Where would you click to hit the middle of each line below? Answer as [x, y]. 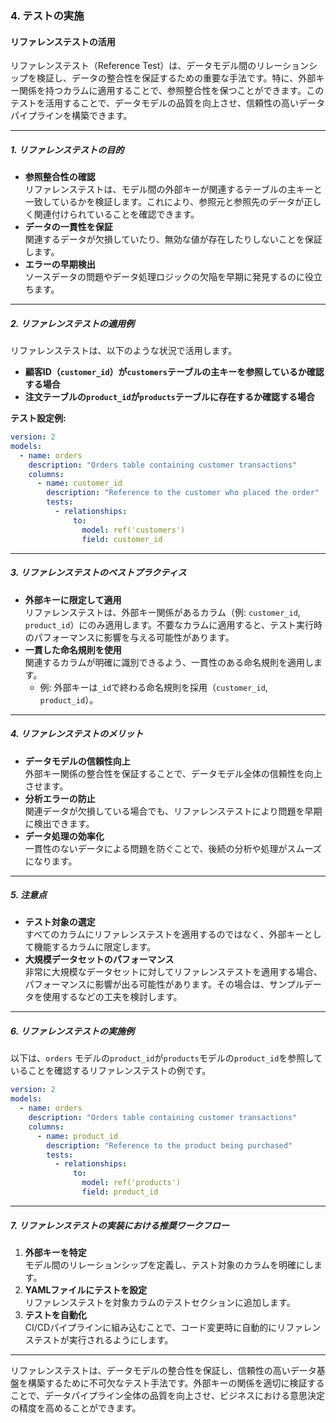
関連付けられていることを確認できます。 [116, 214]
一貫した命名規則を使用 [73, 649]
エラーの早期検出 [60, 264]
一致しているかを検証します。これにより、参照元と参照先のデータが [164, 202]
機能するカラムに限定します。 [94, 947]
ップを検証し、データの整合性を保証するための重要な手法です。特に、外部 [163, 78]
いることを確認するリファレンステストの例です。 [111, 1071]
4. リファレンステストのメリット [77, 734]
